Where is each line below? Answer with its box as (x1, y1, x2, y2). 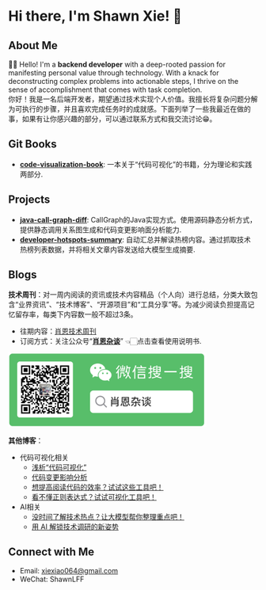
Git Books (8, 138, 57, 151)
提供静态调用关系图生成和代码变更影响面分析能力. (19, 225, 182, 234)
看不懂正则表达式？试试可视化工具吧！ (31, 492, 157, 501)
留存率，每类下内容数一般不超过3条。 (14, 310, 138, 319)
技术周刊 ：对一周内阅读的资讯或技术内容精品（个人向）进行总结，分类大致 (8, 290, 251, 299)
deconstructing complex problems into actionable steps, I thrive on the (8, 77, 239, 86)
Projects (8, 193, 51, 207)
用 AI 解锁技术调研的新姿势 (31, 522, 119, 531)
